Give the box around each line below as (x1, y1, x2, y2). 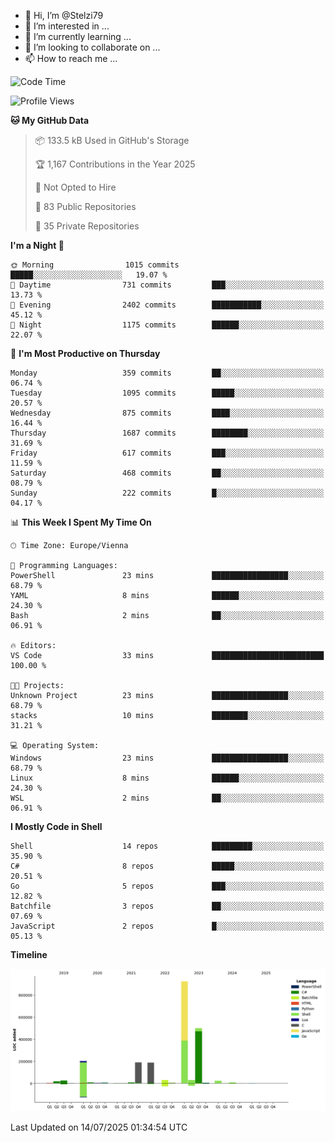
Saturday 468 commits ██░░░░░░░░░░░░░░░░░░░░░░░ (10, 468, 325, 478)
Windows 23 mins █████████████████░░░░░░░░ (10, 753, 325, 763)
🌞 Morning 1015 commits (10, 260, 180, 270)
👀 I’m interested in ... (24, 20, 110, 32)
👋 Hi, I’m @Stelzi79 (24, 10, 104, 21)
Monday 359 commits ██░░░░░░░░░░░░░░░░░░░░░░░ (10, 368, 325, 378)
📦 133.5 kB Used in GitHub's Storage (34, 135, 190, 146)
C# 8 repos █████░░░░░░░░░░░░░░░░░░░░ (10, 861, 325, 871)
